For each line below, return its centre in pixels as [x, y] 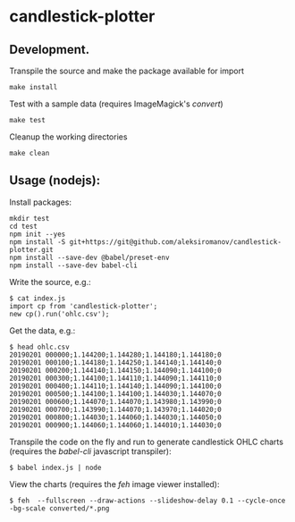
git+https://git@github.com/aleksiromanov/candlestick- [175, 242]
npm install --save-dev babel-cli [74, 265]
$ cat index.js [38, 298]
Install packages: [40, 202]
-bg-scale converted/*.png [59, 508]
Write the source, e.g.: [50, 282]
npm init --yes [38, 234]
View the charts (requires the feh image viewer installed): [115, 484]
